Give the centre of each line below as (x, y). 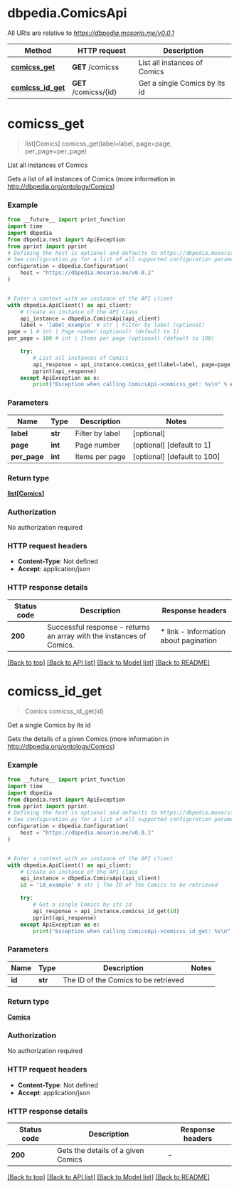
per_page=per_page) (56, 151)
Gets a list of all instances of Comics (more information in (91, 178)
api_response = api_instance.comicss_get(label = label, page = (126, 364)
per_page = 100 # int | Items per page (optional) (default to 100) (111, 338)
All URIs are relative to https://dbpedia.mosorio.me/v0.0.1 (91, 33)
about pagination (188, 640)
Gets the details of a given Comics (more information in (88, 739)
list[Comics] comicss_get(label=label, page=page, (98, 144)
